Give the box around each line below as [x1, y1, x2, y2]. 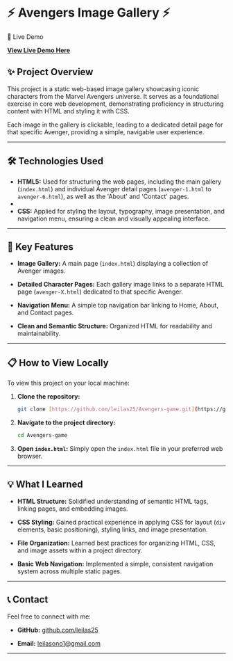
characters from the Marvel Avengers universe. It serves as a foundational [7, 92, 219, 100]
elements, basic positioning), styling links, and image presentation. [17, 525, 208, 534]
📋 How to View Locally [7, 357, 109, 369]
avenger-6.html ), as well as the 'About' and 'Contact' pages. [17, 192, 189, 200]
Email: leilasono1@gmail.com [17, 639, 101, 647]
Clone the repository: [17, 392, 80, 401]
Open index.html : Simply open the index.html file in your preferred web [17, 444, 223, 452]
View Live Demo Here [7, 46, 71, 54]
